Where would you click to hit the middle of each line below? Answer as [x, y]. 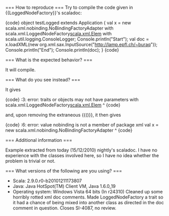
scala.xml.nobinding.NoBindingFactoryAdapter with [59, 28]
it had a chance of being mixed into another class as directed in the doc [88, 202]
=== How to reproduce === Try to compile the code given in [69, 7]
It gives [13, 90]
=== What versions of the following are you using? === [64, 171]
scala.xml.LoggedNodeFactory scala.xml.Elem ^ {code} [63, 105]
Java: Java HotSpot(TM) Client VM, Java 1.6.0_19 [64, 186]
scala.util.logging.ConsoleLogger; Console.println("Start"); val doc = [77, 39]
